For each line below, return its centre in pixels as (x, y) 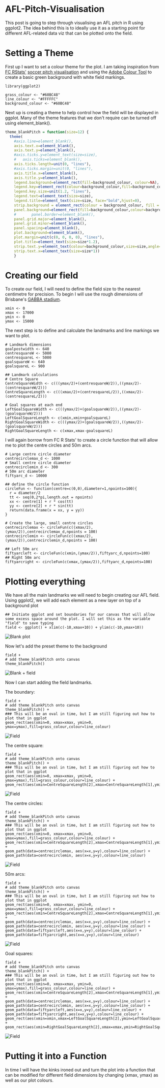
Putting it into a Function (56, 1056)
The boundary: (20, 692)
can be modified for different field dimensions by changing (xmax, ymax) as (82, 1075)
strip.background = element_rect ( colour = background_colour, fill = (87, 205)
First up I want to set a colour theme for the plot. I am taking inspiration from (82, 66)
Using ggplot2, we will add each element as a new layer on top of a (73, 600)
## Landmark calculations (31, 375)
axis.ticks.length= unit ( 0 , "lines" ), (53, 164)
